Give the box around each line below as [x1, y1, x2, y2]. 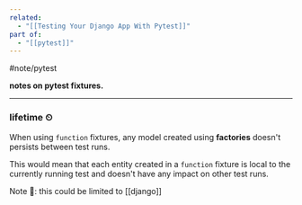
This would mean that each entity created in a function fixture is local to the [9, 158, 291, 169]
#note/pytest [9, 63, 58, 74]
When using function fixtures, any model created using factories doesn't [9, 131, 281, 142]
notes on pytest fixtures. [9, 80, 104, 91]
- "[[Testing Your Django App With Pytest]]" [17, 22, 191, 31]
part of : [9, 30, 42, 39]
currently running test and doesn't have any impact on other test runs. [9, 168, 270, 179]
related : [9, 13, 42, 22]
